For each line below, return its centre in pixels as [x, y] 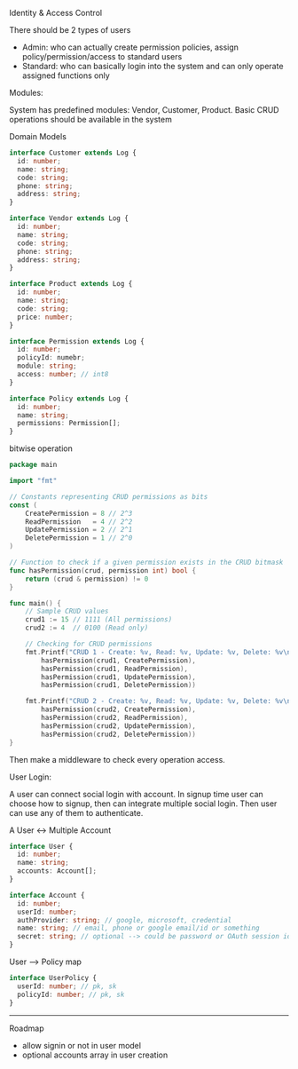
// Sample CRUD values [67, 612]
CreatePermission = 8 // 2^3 [79, 513]
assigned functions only [66, 75]
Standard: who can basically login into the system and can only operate [153, 66]
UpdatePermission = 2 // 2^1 [79, 530]
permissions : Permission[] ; [69, 424]
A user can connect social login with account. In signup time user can [136, 794]
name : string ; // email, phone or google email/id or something [138, 928]
